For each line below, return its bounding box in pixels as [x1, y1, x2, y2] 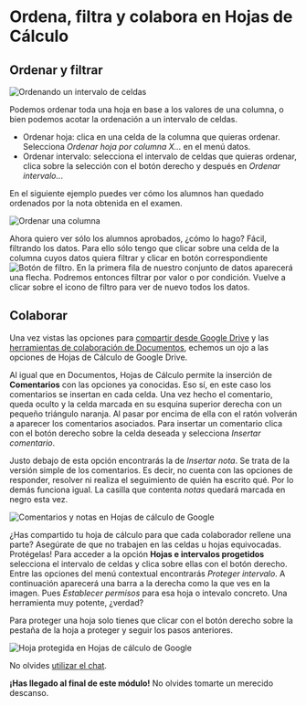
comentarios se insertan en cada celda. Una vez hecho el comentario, [9, 388, 273, 399]
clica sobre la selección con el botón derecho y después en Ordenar [22, 161, 281, 171]
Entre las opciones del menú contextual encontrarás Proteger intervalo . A [9, 568, 286, 579]
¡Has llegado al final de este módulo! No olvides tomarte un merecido [9, 678, 274, 689]
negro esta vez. [9, 493, 69, 504]
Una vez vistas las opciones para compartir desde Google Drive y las [9, 332, 269, 343]
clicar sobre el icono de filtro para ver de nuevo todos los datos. [9, 281, 250, 292]
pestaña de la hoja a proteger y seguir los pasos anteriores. [9, 624, 233, 636]
